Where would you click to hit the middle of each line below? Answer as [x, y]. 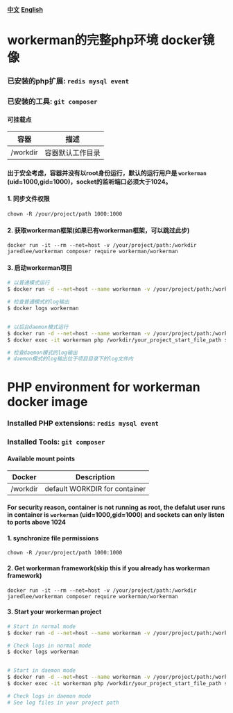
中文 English [25, 9]
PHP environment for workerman [104, 387]
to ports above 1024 [37, 522]
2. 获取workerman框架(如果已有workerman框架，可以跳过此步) [98, 230]
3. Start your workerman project [54, 612]
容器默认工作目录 [72, 153]
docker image [48, 402]
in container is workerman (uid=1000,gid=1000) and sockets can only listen [116, 515]
